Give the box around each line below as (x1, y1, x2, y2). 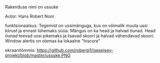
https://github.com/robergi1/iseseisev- (36, 48, 113, 53)
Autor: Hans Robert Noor (5, 13, 55, 19)
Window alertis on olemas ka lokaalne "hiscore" (5, 38, 100, 44)
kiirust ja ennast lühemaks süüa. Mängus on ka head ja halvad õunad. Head (5, 28, 156, 33)
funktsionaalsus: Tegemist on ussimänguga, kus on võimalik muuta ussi (5, 23, 148, 28)
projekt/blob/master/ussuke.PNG (5, 52, 71, 58)
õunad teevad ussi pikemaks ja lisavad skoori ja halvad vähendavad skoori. (5, 33, 155, 38)
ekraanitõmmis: (5, 48, 36, 53)
